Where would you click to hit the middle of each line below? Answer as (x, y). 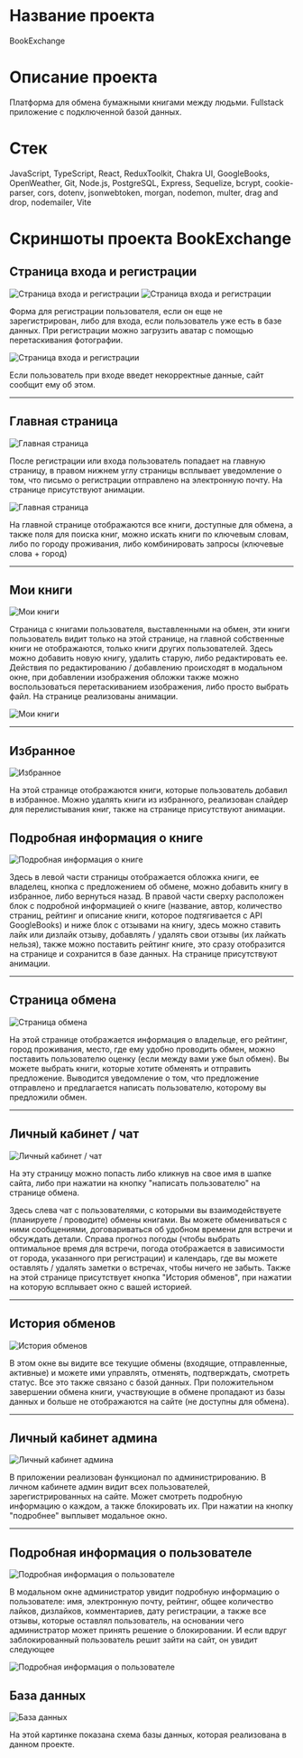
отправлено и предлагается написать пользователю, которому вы (138, 1087)
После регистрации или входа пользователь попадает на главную (138, 461)
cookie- (279, 182)
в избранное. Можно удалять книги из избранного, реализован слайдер (149, 800)
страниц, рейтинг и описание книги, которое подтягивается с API (136, 916)
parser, (23, 192)
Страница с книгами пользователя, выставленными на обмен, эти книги (150, 630)
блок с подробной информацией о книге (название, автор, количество (146, 906)
